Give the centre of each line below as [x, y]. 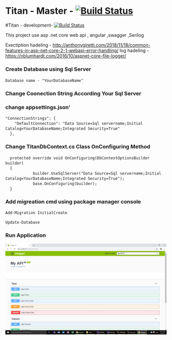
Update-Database [23, 223]
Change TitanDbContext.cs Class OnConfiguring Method [78, 147]
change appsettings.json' [38, 108]
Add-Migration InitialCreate [36, 213]
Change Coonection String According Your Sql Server [73, 94]
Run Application [26, 235]
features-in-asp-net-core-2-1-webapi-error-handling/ [62, 50]
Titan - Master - [39, 11]
